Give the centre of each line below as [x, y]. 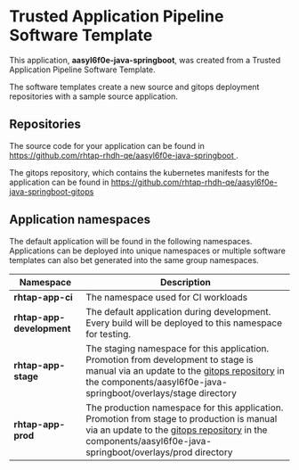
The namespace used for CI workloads [167, 297]
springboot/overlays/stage [141, 392]
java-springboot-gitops [52, 191]
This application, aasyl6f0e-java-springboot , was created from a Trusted [145, 60]
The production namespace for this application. [185, 408]
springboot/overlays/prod [139, 452]
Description [185, 282]
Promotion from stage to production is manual [182, 418]
